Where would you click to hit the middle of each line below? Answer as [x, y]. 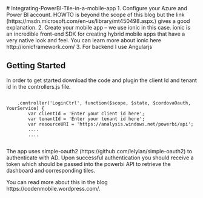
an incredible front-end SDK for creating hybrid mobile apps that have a [96, 34]
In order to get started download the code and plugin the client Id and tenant [101, 80]
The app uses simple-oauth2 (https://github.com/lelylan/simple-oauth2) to [99, 151]
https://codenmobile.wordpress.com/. [54, 188]
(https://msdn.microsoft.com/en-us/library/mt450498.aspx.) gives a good [98, 21]
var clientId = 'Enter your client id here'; [87, 113]
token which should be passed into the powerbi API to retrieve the [88, 164]
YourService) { [25, 108]
